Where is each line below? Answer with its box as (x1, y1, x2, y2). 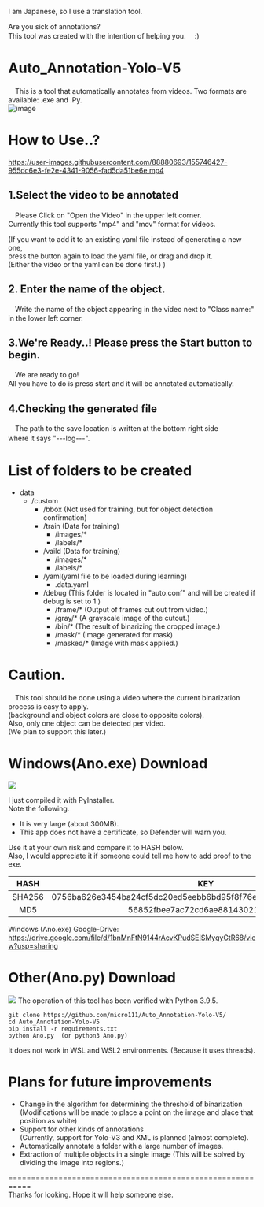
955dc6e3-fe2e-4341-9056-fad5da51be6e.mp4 (8, 165, 165, 175)
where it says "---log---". (8, 433, 90, 444)
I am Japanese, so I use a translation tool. (8, 7, 143, 16)
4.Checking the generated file (8, 402, 157, 415)
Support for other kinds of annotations (19, 1124, 144, 1134)
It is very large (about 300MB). (19, 819, 119, 828)
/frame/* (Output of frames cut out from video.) (54, 605, 208, 615)
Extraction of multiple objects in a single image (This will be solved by (19, 1149, 246, 1159)
